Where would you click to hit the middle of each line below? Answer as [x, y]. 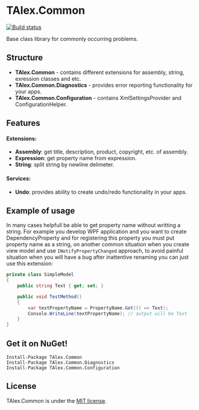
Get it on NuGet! [37, 343]
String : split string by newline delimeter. [65, 165]
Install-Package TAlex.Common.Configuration [63, 368]
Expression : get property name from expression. [76, 158]
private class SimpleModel [40, 275]
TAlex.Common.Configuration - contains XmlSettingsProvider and [98, 98]
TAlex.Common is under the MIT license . [56, 400]
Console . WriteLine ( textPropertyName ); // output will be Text [108, 314]
